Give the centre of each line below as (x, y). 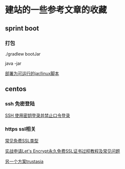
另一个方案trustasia (24, 161)
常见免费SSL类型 (22, 141)
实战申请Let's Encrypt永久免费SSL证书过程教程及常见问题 (62, 151)
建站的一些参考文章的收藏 (56, 10)
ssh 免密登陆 (20, 104)
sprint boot (22, 28)
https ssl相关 (20, 129)
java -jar (13, 63)
